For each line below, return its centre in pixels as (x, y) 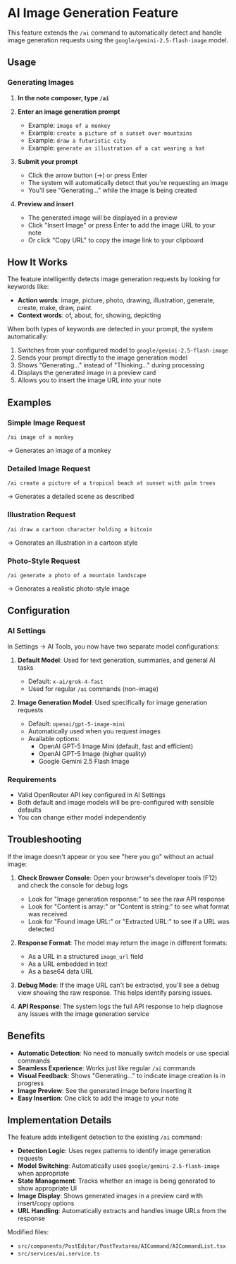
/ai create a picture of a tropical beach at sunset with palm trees (112, 483)
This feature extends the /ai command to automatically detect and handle (114, 33)
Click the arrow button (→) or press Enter (88, 175)
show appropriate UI (47, 1188)
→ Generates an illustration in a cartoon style (73, 543)
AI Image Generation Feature (93, 13)
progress (31, 1083)
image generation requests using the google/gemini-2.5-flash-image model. (118, 40)
